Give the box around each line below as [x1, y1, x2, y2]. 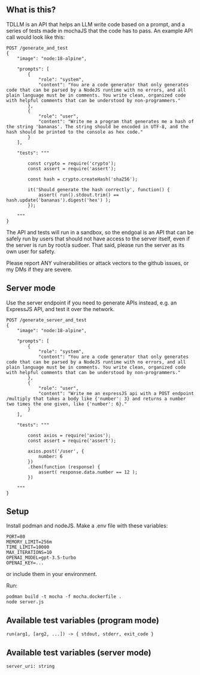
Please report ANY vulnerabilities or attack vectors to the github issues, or [6, 259, 189, 266]
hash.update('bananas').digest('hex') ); [6, 197, 111, 203]
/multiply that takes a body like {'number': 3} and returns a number [6, 396, 186, 402]
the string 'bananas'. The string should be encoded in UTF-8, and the [6, 123, 189, 129]
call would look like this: [6, 33, 65, 41]
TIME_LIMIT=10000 [6, 544, 50, 550]
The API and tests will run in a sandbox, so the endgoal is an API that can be [6, 228, 194, 236]
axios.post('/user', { [28, 448, 84, 454]
